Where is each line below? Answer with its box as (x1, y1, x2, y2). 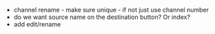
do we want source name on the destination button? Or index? (13, 13, 191, 21)
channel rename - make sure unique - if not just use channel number (13, 6, 209, 14)
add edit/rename (13, 20, 61, 28)
